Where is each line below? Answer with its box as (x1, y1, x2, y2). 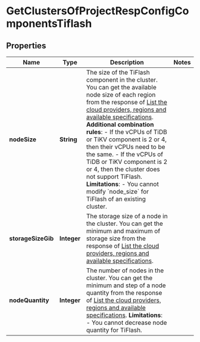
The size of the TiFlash (86, 69, 150, 76)
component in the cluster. (86, 76, 158, 84)
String (59, 135, 77, 144)
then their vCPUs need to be (86, 143, 165, 151)
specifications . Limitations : (86, 311, 162, 319)
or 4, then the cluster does (86, 165, 160, 173)
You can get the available (86, 83, 157, 91)
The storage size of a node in (86, 212, 168, 220)
